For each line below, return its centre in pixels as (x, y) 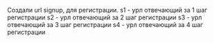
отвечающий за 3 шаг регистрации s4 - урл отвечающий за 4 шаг (105, 25)
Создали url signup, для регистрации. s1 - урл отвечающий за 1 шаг (107, 10)
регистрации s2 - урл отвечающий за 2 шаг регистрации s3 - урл (105, 17)
